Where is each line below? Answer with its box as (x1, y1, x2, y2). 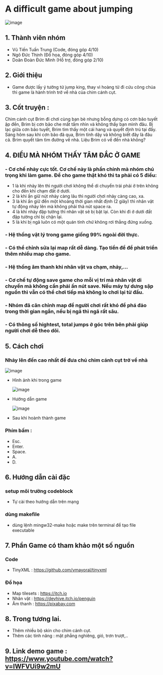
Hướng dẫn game (12, 396, 47, 402)
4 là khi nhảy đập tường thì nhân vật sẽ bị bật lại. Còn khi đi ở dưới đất (12, 209, 152, 215)
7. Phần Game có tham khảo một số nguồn (5, 541, 135, 549)
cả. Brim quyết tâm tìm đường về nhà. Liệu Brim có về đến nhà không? (5, 137, 146, 143)
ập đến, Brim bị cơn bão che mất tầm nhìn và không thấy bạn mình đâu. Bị (5, 121, 153, 127)
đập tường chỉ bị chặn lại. (12, 214, 63, 220)
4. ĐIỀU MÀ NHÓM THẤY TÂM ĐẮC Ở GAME (5, 151, 141, 159)
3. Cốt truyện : (5, 103, 50, 112)
